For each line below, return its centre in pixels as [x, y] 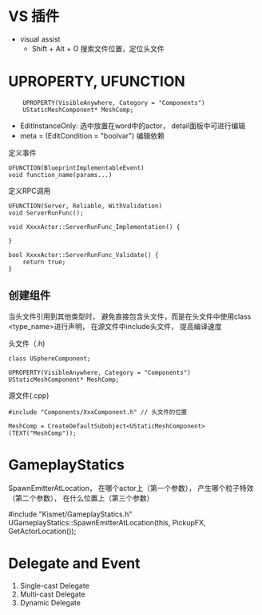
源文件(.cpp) [29, 395]
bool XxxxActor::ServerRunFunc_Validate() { [83, 255]
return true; [44, 262]
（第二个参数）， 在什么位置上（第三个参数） [81, 498]
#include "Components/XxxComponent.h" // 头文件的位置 [98, 412]
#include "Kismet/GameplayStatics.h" [70, 514]
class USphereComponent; [50, 358]
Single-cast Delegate [54, 585]
